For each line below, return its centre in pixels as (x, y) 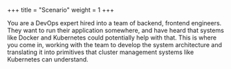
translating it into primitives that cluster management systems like (101, 52)
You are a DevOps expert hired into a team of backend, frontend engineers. (114, 23)
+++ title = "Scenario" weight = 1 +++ (61, 10)
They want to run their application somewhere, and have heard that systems (116, 30)
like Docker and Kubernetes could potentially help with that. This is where (112, 38)
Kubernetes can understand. (48, 59)
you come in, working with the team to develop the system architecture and (115, 45)
